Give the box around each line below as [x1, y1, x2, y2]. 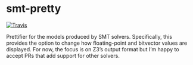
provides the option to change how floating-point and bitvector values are [6, 39, 188, 47]
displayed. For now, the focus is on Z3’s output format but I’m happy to [6, 45, 180, 52]
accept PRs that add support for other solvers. [6, 52, 120, 59]
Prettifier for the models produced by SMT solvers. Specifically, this [6, 33, 173, 40]
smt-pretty [6, 2, 61, 16]
